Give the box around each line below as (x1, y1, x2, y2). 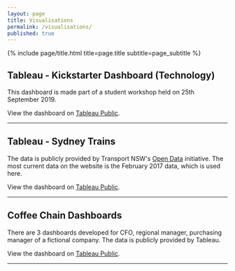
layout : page (7, 10, 45, 18)
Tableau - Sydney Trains (7, 136, 116, 148)
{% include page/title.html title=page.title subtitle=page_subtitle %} (7, 49, 201, 57)
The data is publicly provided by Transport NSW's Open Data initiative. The (7, 154, 224, 162)
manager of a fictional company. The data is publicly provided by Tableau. (7, 235, 221, 244)
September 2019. (7, 95, 57, 104)
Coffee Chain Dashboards (7, 209, 122, 221)
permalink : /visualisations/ (7, 23, 92, 30)
